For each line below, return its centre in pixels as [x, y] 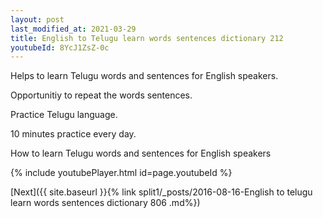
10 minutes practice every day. [73, 134]
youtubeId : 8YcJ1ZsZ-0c [60, 47]
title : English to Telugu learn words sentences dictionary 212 [147, 38]
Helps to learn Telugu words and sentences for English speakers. [144, 76]
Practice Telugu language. [64, 115]
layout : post [37, 19]
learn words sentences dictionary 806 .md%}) [105, 203]
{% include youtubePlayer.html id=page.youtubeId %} [121, 173]
